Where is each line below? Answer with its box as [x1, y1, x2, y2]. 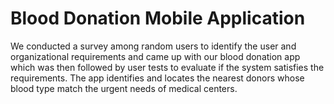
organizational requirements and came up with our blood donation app [10, 50, 301, 62]
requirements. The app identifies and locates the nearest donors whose [10, 72, 305, 84]
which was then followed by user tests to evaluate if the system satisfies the [10, 61, 325, 73]
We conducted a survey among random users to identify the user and [10, 40, 297, 52]
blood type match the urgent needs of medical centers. [10, 82, 238, 94]
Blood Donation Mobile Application [10, 7, 306, 30]
